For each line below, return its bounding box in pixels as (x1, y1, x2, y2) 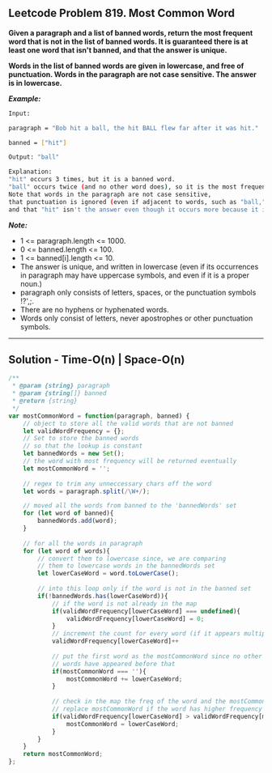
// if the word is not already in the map (51, 599, 198, 608)
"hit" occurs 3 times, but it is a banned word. (8, 176, 176, 184)
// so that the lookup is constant (23, 442, 143, 450)
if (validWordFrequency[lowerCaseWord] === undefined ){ (51, 607, 241, 615)
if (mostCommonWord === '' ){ (51, 667, 147, 675)
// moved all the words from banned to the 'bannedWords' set (23, 502, 237, 510)
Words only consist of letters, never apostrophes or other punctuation (19, 313, 253, 323)
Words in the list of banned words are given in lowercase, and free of (8, 61, 244, 70)
